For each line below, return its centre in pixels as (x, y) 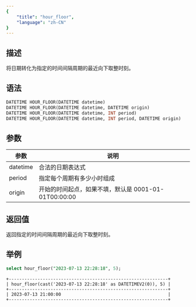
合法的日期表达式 (62, 167)
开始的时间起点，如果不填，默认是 (85, 189)
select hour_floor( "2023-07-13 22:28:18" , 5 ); (64, 268)
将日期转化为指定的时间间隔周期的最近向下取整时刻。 (70, 68)
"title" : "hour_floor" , (45, 17)
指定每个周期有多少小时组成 (77, 178)
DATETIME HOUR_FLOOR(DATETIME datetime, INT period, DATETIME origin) (94, 118)
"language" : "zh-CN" (41, 22)
